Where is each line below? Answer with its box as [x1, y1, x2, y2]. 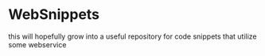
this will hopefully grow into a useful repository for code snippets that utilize [8, 32, 257, 41]
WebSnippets [8, 6, 100, 24]
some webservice [8, 39, 67, 49]
